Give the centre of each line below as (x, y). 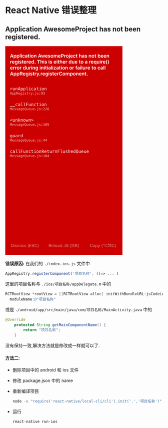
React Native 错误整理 (51, 10)
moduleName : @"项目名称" (33, 299)
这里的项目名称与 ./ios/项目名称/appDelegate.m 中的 (58, 284)
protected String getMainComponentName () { (60, 325)
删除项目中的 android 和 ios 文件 (45, 370)
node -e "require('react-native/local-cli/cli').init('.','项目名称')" (87, 401)
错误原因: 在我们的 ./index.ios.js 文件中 (47, 264)
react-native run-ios (35, 422)
